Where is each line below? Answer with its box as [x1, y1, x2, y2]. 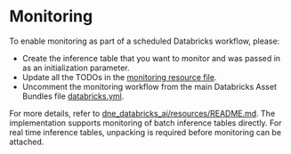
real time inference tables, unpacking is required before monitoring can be [9, 126, 282, 137]
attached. [9, 136, 44, 147]
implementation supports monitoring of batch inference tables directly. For [9, 118, 282, 128]
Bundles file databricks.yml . [21, 91, 125, 101]
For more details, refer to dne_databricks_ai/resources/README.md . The [9, 108, 276, 118]
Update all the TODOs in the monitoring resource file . [21, 71, 217, 82]
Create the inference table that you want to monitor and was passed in [21, 53, 281, 63]
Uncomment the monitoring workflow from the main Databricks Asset [21, 81, 278, 92]
